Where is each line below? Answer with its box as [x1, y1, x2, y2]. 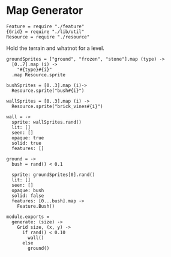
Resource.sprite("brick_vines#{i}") [11, 103, 103, 109]
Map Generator [6, 4, 83, 17]
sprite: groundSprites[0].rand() [11, 172, 95, 178]
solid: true [11, 140, 42, 146]
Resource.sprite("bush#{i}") [11, 88, 85, 94]
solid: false [11, 193, 44, 199]
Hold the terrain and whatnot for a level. [6, 44, 105, 52]
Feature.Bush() [17, 203, 55, 209]
